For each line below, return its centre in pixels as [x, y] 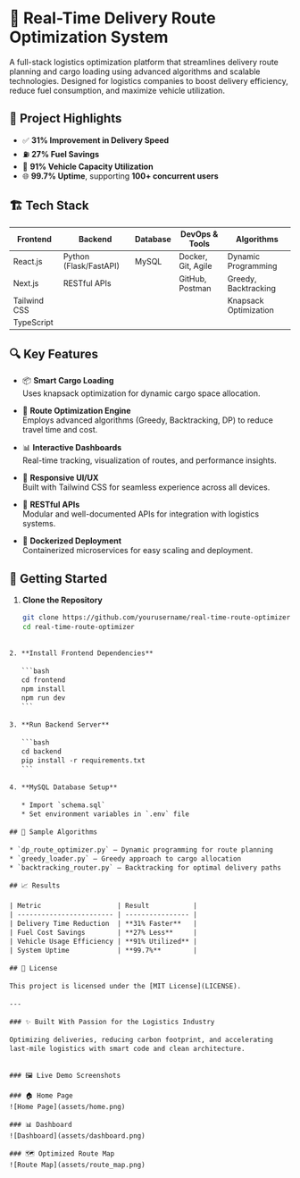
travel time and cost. [60, 430]
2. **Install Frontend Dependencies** [81, 653]
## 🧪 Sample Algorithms [54, 832]
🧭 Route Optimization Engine [76, 411]
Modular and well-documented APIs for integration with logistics [141, 514]
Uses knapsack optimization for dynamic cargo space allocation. [141, 393]
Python [76, 257]
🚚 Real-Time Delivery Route [112, 18]
